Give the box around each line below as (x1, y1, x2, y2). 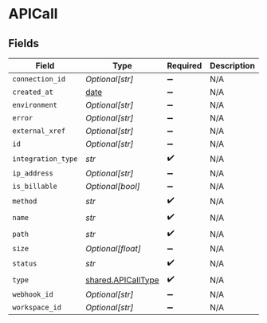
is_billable (12, 182, 58, 191)
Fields (8, 37, 40, 50)
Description (210, 61, 255, 71)
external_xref (12, 127, 66, 136)
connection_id (12, 75, 66, 84)
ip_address (12, 169, 53, 178)
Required (167, 61, 202, 71)
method (12, 196, 37, 206)
